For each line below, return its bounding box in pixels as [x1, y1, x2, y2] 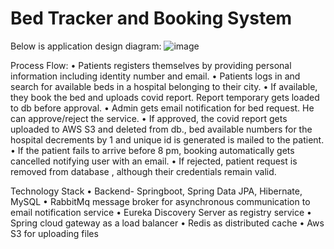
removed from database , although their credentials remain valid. [10, 165, 277, 177]
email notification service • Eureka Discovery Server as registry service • [10, 206, 312, 218]
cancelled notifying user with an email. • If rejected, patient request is [10, 155, 298, 167]
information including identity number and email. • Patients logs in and [10, 70, 301, 82]
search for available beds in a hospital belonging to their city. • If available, [10, 80, 318, 92]
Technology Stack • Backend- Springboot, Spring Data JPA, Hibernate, [10, 185, 303, 197]
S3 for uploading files [10, 227, 99, 239]
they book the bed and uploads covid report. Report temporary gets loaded [10, 91, 320, 103]
